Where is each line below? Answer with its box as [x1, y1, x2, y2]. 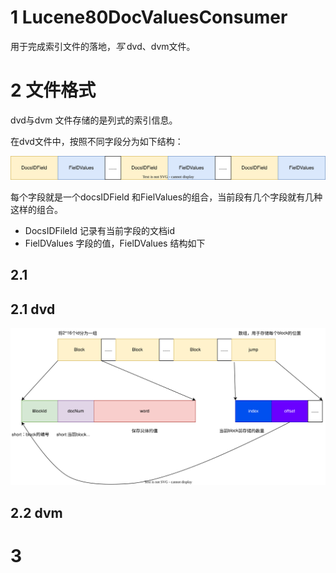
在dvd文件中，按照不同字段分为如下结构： [10, 135, 184, 147]
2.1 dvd [10, 301, 56, 318]
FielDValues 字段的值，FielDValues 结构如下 [24, 237, 206, 249]
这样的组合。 [10, 203, 63, 215]
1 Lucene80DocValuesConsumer [10, 6, 288, 29]
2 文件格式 [10, 79, 97, 102]
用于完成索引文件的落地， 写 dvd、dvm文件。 [10, 40, 196, 52]
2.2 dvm [10, 504, 63, 521]
